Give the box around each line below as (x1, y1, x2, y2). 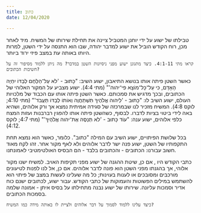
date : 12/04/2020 (6, 14, 50, 20)
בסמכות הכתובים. (6, 190, 47, 197)
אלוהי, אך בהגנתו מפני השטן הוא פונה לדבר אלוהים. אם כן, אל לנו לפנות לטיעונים (6, 164, 188, 171)
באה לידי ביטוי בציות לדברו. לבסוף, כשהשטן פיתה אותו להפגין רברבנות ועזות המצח (6, 109, 193, 116)
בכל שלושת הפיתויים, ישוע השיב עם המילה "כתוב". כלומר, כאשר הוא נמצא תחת (6, 134, 187, 141)
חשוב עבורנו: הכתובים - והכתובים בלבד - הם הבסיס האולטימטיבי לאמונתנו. (6, 146, 176, 153)
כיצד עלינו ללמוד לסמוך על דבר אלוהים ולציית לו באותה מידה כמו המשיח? (6, 202, 155, 208)
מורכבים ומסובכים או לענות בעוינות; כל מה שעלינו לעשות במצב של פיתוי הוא (6, 171, 179, 178)
